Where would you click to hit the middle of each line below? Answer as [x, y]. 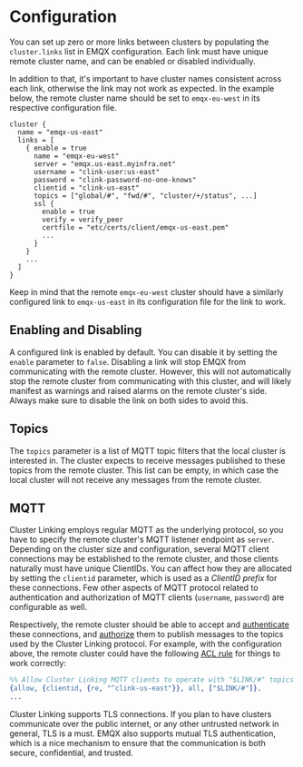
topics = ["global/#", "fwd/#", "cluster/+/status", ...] [145, 196]
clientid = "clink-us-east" [87, 188]
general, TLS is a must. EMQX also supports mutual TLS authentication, [143, 733]
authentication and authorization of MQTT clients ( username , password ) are [147, 597]
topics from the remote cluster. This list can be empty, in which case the [144, 470]
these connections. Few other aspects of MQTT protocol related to [134, 588]
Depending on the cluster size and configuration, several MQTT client [139, 549]
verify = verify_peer [83, 220]
